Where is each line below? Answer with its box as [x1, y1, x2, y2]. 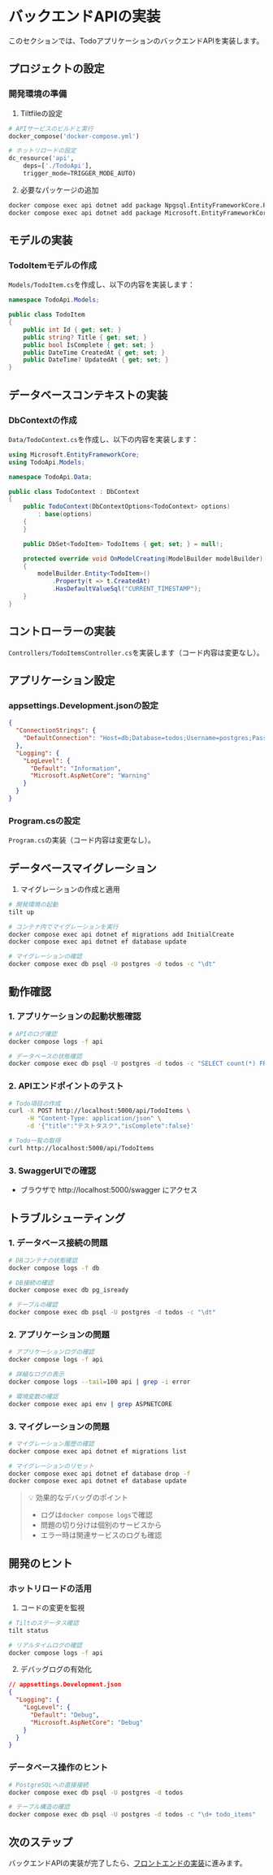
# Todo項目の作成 [8, 1099, 61, 1107]
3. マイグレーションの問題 [8, 1421, 110, 1432]
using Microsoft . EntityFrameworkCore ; [8, 450, 140, 459]
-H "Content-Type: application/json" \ [26, 1115, 162, 1123]
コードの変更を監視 [19, 1602, 85, 1613]
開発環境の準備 [8, 89, 67, 100]
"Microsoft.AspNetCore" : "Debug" [29, 1718, 144, 1726]
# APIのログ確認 [8, 1029, 58, 1038]
